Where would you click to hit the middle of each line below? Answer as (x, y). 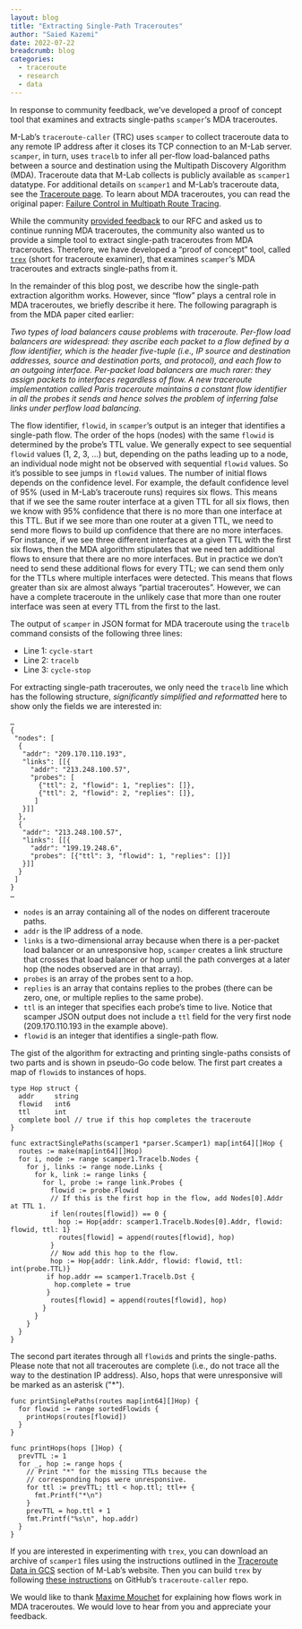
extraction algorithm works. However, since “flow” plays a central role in (143, 295)
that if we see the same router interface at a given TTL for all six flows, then (150, 501)
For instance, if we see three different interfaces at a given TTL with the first (151, 540)
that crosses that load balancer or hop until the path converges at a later (156, 959)
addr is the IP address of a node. (83, 931)
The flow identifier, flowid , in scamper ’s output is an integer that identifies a (148, 425)
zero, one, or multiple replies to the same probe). (113, 997)
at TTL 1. (29, 1206)
